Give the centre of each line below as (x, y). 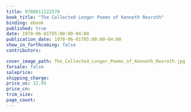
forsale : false (25, 67)
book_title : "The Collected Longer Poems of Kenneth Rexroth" (85, 17)
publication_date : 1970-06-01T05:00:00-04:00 (64, 39)
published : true (26, 28)
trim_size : (20, 95)
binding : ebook (25, 23)
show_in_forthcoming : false (41, 45)
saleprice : (20, 72)
